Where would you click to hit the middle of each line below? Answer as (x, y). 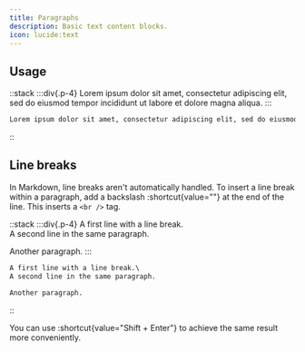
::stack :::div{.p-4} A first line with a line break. (97, 224)
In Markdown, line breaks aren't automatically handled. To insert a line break (152, 187)
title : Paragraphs (44, 18)
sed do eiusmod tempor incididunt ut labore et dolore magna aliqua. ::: (141, 103)
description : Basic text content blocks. (89, 26)
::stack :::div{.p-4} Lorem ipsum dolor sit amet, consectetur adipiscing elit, (148, 93)
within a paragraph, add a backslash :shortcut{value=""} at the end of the (147, 197)
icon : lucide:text (44, 34)
